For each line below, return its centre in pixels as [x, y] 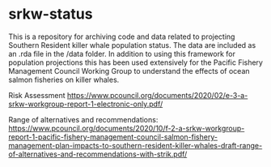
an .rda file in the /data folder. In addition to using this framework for [122, 54]
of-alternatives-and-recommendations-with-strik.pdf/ [98, 154]
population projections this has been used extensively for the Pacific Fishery [135, 62]
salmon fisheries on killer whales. [64, 79]
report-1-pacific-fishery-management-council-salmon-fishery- [113, 137]
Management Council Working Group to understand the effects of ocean [129, 71]
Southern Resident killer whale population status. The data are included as [132, 45]
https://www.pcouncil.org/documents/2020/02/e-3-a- [158, 95]
